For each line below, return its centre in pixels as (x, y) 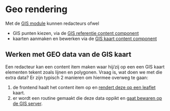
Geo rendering (36, 9)
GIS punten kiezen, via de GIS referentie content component (76, 33)
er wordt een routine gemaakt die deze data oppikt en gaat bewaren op (87, 98)
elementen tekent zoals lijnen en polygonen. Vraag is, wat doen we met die (84, 72)
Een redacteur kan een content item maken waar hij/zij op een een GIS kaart (85, 66)
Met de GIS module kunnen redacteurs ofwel (52, 23)
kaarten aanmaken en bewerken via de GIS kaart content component (85, 39)
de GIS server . (27, 103)
